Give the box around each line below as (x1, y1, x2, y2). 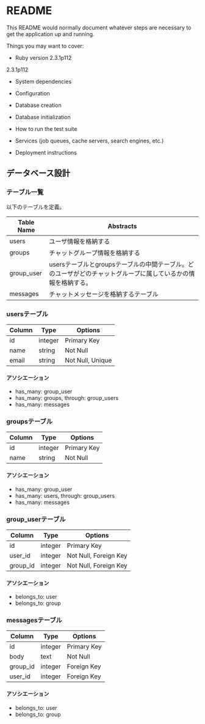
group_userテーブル (6, 515, 66, 523)
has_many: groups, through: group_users (15, 394, 119, 402)
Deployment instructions (15, 149, 77, 156)
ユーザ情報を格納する (48, 237, 110, 245)
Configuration (15, 89, 50, 97)
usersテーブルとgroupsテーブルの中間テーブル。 (48, 260, 188, 268)
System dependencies (15, 78, 72, 85)
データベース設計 (6, 168, 70, 179)
